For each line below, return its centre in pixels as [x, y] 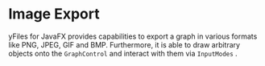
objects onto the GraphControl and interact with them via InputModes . [123, 53]
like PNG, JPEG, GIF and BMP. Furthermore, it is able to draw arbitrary [124, 44]
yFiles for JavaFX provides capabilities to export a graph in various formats [133, 36]
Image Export [54, 14]
